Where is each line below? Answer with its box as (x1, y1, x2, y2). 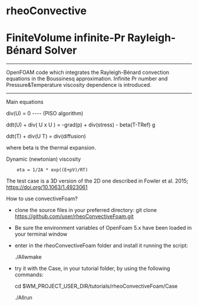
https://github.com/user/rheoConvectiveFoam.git (14, 213, 134, 220)
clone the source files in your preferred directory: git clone (14, 207, 157, 214)
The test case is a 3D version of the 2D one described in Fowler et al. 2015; (6, 177, 189, 184)
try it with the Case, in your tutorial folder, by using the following (14, 265, 170, 272)
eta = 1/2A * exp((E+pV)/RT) (16, 167, 88, 173)
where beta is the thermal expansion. (6, 144, 96, 151)
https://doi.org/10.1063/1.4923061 (6, 184, 88, 191)
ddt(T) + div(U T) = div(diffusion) (6, 133, 87, 140)
